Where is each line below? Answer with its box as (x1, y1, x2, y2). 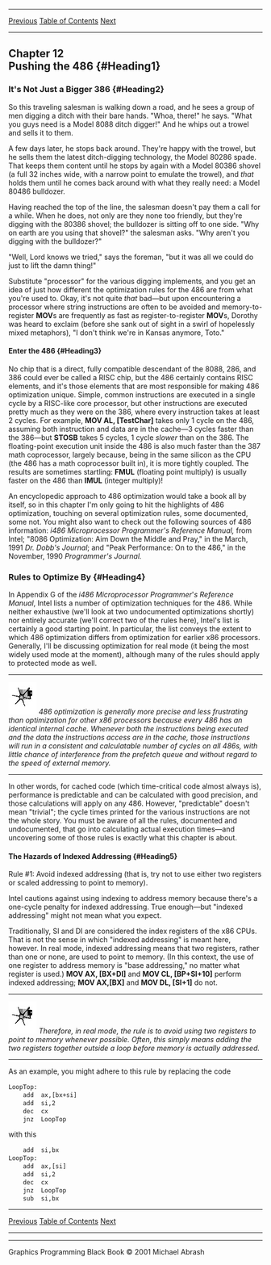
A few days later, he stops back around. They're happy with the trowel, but (8, 143, 256, 153)
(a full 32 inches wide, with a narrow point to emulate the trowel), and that (8, 169, 254, 178)
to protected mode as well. (8, 659, 98, 668)
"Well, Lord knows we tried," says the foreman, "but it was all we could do (8, 252, 254, 262)
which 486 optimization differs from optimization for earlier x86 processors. (8, 633, 261, 643)
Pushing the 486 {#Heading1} (8, 60, 161, 73)
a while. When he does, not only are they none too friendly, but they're (8, 211, 243, 220)
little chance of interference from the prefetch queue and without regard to (8, 750, 258, 760)
